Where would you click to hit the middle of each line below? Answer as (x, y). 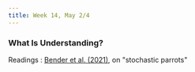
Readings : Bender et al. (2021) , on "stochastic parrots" (98, 59)
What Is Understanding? (56, 42)
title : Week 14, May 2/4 (49, 15)
